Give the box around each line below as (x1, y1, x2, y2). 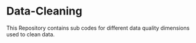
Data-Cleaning (6, 4, 83, 18)
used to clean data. (6, 30, 55, 38)
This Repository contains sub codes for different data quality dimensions (6, 24, 190, 31)
